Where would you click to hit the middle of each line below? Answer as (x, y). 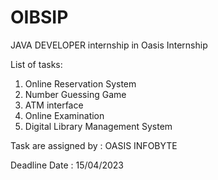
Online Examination (64, 115)
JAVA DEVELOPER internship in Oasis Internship (109, 45)
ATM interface (54, 105)
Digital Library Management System (98, 126)
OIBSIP (39, 17)
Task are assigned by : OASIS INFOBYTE (94, 145)
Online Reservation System (80, 83)
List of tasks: (36, 64)
